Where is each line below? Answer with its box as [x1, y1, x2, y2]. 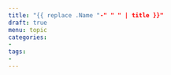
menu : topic [8, 26, 47, 34]
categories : [8, 33, 47, 41]
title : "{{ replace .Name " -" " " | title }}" [8, 11, 164, 20]
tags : [8, 48, 26, 55]
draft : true [8, 19, 47, 27]
